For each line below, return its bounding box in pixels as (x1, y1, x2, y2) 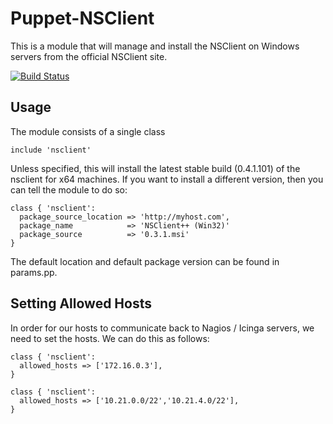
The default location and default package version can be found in (10, 255, 280, 267)
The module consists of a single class (10, 125, 166, 137)
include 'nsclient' (10, 145, 92, 155)
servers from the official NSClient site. (10, 50, 168, 62)
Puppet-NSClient (10, 7, 155, 30)
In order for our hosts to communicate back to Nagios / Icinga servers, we (10, 322, 315, 334)
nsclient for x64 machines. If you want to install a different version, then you (10, 173, 324, 185)
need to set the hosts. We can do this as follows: (10, 332, 210, 344)
